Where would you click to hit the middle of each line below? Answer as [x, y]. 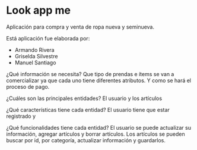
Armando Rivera [34, 50]
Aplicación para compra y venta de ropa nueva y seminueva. [80, 27]
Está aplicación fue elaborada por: [48, 38]
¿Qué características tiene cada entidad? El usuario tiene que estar [88, 110]
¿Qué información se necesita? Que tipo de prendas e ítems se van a [90, 74]
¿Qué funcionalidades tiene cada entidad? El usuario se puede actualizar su [99, 127]
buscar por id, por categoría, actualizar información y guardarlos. [86, 140]
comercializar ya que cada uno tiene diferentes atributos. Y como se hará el [99, 80]
